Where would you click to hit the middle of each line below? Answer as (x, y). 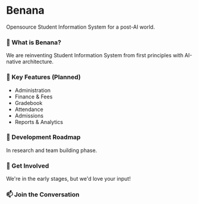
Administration (33, 90)
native (14, 62)
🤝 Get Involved (28, 166)
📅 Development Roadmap (43, 137)
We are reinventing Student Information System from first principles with (95, 55)
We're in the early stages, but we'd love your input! (68, 179)
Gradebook (29, 103)
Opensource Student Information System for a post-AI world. (81, 27)
